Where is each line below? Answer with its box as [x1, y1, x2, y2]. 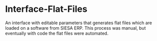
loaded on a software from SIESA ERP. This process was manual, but [5, 25, 146, 31]
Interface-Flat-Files [5, 3, 88, 15]
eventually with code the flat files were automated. [5, 30, 109, 36]
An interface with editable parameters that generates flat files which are [5, 20, 153, 26]
